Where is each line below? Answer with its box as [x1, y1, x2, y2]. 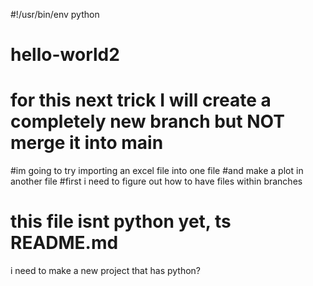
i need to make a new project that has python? [10, 265, 202, 277]
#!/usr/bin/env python [10, 9, 100, 20]
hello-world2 [10, 44, 120, 66]
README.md [10, 232, 119, 254]
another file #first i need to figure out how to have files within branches [10, 175, 303, 188]
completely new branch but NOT [10, 110, 285, 133]
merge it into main [10, 132, 164, 154]
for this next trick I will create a [10, 89, 272, 112]
